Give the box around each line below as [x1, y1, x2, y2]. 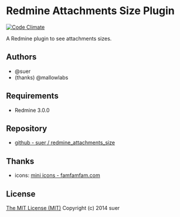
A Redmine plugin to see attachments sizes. [6, 35, 112, 42]
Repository [6, 123, 47, 133]
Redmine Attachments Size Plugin [6, 4, 175, 18]
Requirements [6, 91, 59, 101]
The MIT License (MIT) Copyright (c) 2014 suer [6, 205, 120, 211]
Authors [6, 52, 37, 62]
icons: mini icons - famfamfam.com [14, 172, 101, 179]
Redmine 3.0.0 [14, 106, 50, 113]
